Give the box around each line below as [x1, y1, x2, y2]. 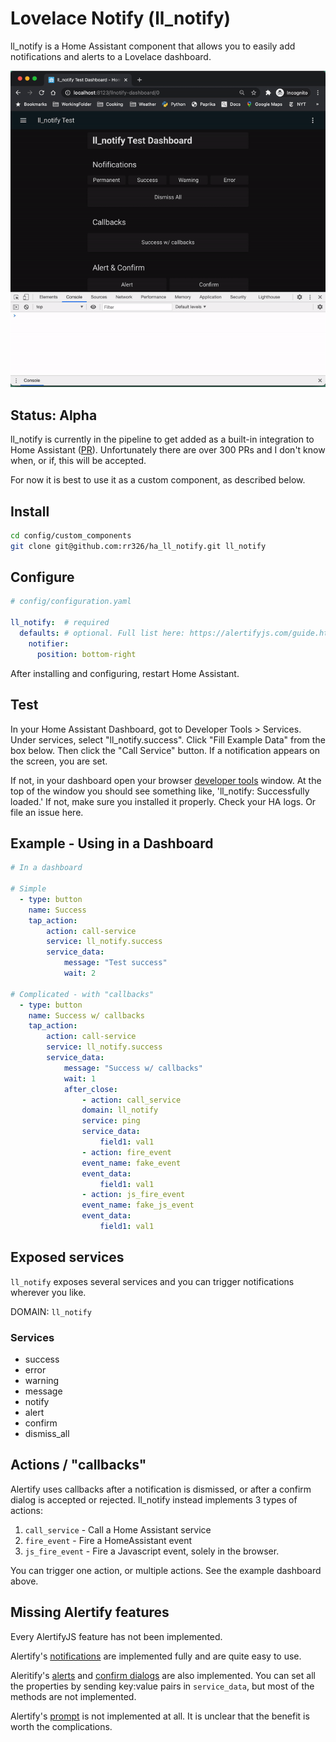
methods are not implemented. [10, 1690, 137, 1702]
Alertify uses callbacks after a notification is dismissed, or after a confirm [10, 1483, 312, 1495]
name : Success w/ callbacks [28, 1010, 145, 1021]
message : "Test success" [63, 958, 168, 968]
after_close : [63, 1084, 118, 1094]
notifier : [28, 638, 70, 649]
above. [10, 1575, 39, 1587]
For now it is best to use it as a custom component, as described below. [10, 474, 306, 486]
